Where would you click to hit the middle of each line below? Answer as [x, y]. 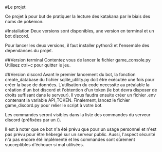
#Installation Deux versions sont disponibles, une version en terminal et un [80, 31]
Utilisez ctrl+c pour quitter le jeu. [38, 65]
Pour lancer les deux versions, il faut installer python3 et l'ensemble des [77, 45]
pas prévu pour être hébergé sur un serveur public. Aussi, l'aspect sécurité [80, 134]
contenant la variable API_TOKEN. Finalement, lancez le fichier [68, 100]
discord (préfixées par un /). [33, 120]
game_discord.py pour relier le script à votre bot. [54, 105]
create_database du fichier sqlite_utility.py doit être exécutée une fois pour [80, 80]
